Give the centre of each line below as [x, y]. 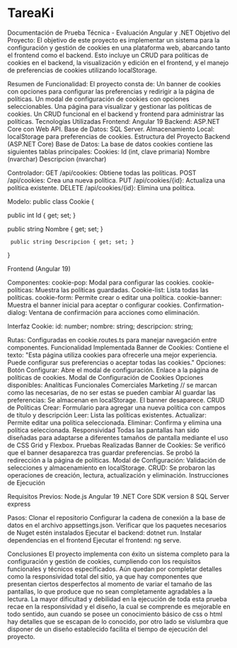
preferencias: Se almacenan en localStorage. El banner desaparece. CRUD [116, 400]
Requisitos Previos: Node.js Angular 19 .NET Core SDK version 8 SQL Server [118, 496]
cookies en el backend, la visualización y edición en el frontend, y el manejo [118, 62]
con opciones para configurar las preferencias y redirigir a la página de [111, 91]
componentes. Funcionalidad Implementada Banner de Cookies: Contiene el [118, 347]
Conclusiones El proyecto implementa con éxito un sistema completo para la [118, 554]
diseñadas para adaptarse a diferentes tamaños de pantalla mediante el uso [118, 437]
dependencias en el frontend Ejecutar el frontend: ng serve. [94, 540]
